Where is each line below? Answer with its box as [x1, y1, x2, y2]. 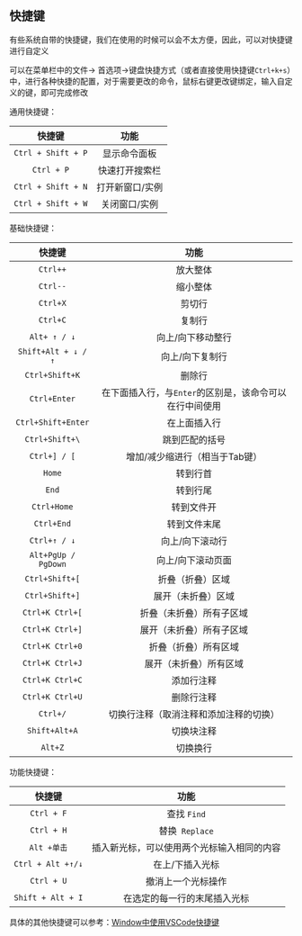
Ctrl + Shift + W [13, 198, 88, 209]
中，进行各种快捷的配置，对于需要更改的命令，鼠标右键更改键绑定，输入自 [9, 76, 285, 86]
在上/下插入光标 [152, 858, 220, 870]
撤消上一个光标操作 [145, 875, 227, 887]
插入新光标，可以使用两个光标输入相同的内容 [91, 841, 281, 853]
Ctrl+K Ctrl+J [22, 658, 83, 668]
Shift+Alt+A [26, 725, 78, 735]
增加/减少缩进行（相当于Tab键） [125, 450, 262, 463]
